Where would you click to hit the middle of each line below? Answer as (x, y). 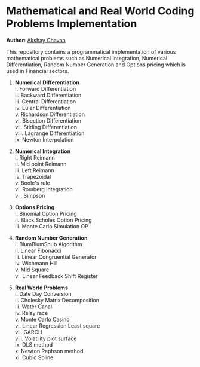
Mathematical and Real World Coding (100, 11)
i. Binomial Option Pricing (46, 213)
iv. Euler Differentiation (43, 108)
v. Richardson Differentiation (50, 114)
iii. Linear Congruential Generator (56, 257)
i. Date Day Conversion (43, 293)
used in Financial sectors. (38, 71)
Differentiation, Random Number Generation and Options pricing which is (96, 65)
